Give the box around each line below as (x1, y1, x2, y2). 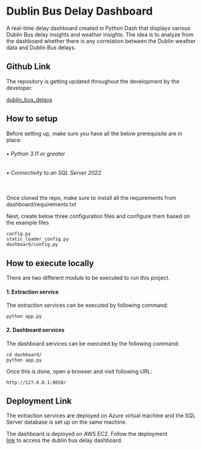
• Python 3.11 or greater (6, 150, 66, 158)
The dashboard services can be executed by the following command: (6, 340, 180, 347)
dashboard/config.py (6, 242, 59, 248)
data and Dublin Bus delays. (6, 44, 76, 51)
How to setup (6, 114, 58, 124)
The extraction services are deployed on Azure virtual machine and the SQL (6, 412, 196, 420)
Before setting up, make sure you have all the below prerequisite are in (6, 130, 183, 137)
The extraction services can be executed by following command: (6, 301, 169, 309)
